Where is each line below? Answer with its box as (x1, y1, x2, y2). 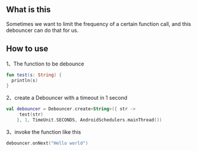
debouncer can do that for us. (6, 27, 79, 34)
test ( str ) (19, 111, 44, 117)
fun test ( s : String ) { (6, 72, 62, 78)
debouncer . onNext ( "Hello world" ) (6, 140, 88, 146)
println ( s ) (11, 77, 38, 83)
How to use (6, 44, 48, 54)
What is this (6, 5, 51, 15)
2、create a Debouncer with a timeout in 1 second (6, 94, 128, 101)
